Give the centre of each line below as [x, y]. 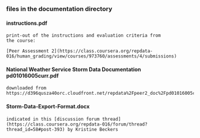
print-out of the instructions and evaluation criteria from [84, 36]
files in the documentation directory [59, 9]
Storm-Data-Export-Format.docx [48, 106]
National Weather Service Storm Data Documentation [74, 69]
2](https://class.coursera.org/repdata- [102, 51]
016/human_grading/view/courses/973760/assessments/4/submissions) [92, 56]
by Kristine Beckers [93, 129]
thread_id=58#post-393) [36, 129]
